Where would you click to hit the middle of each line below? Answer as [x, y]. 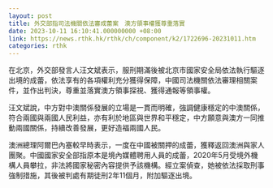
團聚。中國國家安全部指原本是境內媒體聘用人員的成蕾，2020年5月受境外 [130, 156]
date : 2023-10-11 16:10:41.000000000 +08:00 [85, 31]
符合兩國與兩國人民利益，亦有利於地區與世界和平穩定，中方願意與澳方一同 [133, 117]
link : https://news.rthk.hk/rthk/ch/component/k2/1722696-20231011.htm [132, 38]
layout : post [30, 16]
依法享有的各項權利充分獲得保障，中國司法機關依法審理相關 [150, 80]
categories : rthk [38, 46]
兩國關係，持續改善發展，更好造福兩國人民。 [90, 128]
